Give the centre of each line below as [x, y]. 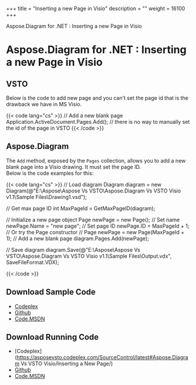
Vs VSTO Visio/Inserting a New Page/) [67, 364]
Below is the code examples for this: [50, 173]
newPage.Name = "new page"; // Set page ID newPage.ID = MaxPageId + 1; [98, 226]
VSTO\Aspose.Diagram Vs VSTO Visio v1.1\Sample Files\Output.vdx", [89, 256]
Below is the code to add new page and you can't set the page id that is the [97, 98]
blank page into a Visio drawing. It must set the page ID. [74, 167]
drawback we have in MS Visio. [44, 104]
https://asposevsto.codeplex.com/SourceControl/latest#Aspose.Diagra [102, 357]
